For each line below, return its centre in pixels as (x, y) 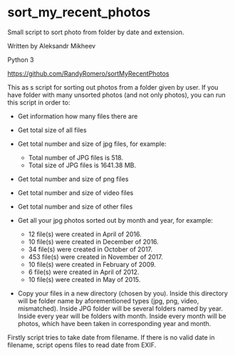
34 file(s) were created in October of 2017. (90, 249)
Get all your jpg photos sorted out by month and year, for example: (115, 220)
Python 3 (21, 59)
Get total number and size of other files (75, 206)
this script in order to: (39, 102)
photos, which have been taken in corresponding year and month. (114, 323)
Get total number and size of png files (73, 179)
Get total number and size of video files (75, 192)
